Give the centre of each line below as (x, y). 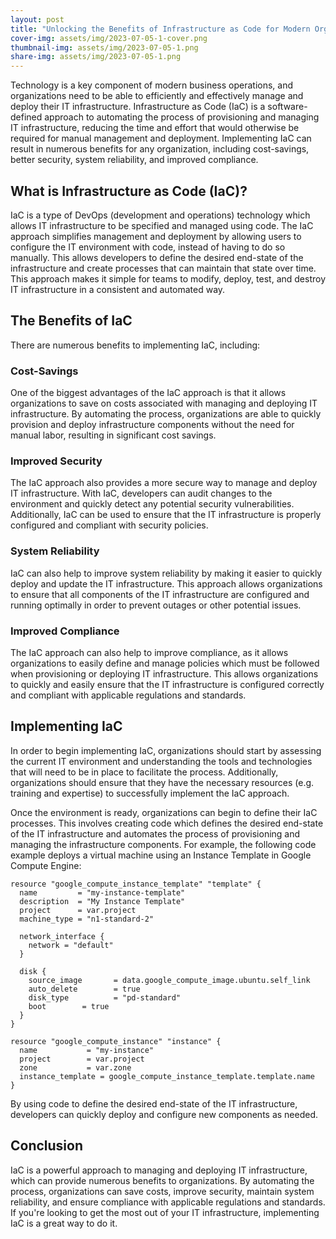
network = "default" (71, 945)
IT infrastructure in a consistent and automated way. (118, 289)
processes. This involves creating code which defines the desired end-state (167, 823)
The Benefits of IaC (71, 321)
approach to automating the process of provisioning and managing (182, 117)
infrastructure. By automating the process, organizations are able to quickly (166, 414)
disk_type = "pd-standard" (105, 997)
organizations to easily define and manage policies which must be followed (165, 663)
